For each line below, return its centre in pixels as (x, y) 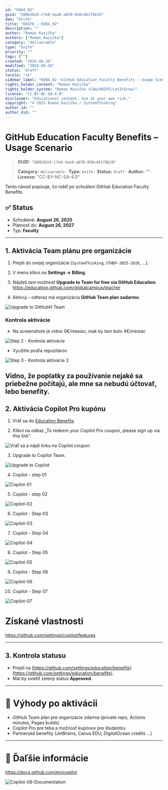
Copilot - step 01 (29, 475)
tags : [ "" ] (16, 56)
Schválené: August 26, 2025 (42, 220)
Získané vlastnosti (44, 621)
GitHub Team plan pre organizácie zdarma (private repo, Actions (79, 717)
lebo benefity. (27, 392)
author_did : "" (21, 113)
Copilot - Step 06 (30, 572)
